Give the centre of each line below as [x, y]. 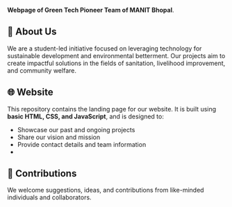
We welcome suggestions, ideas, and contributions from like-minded [106, 190]
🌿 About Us [32, 31]
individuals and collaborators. [49, 197]
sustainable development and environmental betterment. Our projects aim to [116, 55]
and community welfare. [42, 70]
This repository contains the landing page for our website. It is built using [112, 109]
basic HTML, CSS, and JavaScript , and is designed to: [86, 116]
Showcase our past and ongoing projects [76, 129]
